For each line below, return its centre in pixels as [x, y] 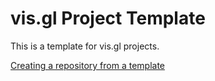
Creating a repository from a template [87, 65]
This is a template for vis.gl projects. [85, 46]
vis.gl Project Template [108, 18]
